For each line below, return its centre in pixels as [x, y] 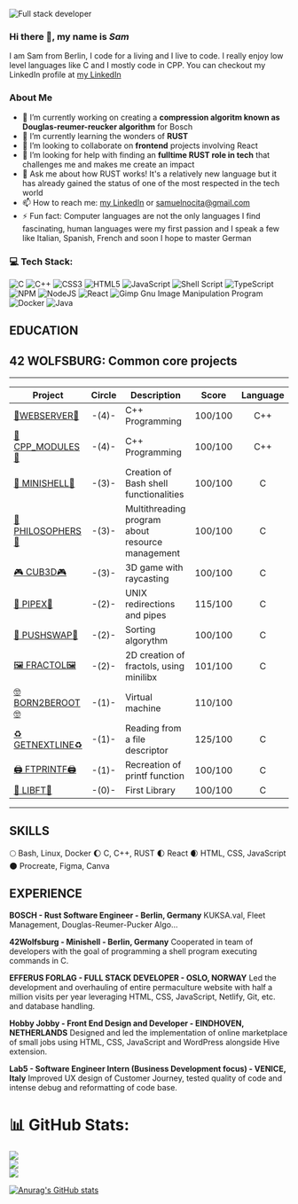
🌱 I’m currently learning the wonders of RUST [105, 136]
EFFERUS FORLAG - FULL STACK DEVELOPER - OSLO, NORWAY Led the [143, 977]
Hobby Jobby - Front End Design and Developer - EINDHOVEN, [127, 1023]
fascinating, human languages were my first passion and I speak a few [151, 228]
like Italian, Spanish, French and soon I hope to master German [137, 238]
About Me [31, 98]
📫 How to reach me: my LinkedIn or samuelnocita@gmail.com [136, 202]
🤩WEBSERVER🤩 [47, 416]
